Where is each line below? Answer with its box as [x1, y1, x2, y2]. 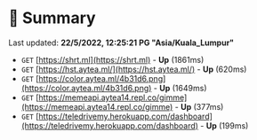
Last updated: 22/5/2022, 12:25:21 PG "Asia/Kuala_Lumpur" [8, 37, 235, 48]
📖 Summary [8, 8, 96, 28]
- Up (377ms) [174, 101, 224, 112]
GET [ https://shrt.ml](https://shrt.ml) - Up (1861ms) [20, 54, 205, 65]
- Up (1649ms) [153, 82, 207, 93]
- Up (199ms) [200, 120, 249, 131]
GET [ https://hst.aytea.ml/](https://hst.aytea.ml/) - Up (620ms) [20, 64, 247, 74]
